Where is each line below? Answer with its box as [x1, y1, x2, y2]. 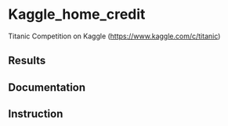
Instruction [8, 107, 63, 121]
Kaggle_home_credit [8, 5, 146, 23]
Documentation [8, 81, 86, 94]
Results [8, 54, 46, 67]
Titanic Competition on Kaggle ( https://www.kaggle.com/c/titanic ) [8, 31, 221, 41]
